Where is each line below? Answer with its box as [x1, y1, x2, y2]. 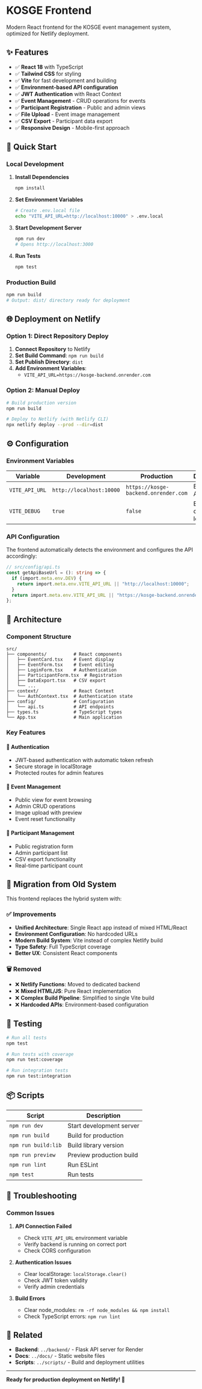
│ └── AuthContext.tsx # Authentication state [6, 694, 133, 700]
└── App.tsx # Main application [6, 715, 122, 721]
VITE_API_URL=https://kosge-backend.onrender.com [23, 372, 151, 379]
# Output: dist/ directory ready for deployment [6, 297, 130, 304]
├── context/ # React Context [6, 688, 114, 694]
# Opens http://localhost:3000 [14, 241, 94, 247]
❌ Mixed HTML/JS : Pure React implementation [14, 987, 131, 995]
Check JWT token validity [23, 1277, 88, 1284]
